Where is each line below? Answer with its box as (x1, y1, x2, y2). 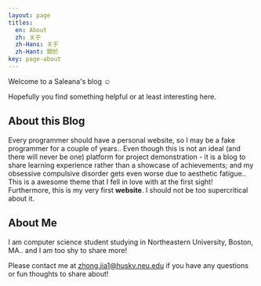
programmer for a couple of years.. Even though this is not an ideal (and (8, 143, 241, 153)
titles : (8, 19, 34, 27)
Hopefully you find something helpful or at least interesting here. (8, 92, 217, 101)
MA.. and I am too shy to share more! (8, 245, 128, 255)
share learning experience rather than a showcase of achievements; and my (8, 160, 254, 169)
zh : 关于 (15, 33, 42, 42)
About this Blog (8, 114, 85, 128)
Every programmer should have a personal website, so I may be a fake (8, 135, 236, 145)
